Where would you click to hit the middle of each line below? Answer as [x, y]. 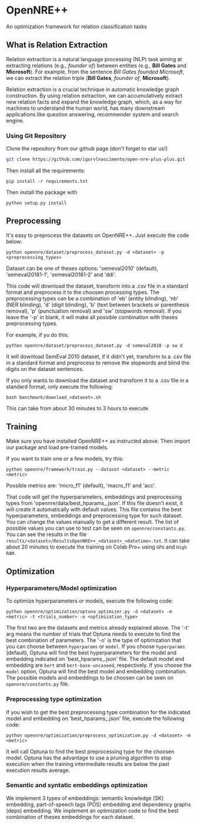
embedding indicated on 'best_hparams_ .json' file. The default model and [95, 659]
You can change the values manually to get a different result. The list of [93, 521]
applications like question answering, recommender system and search [92, 114]
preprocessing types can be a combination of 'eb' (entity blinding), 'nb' [92, 298]
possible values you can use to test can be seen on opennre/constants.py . [96, 528]
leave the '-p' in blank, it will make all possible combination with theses [92, 317]
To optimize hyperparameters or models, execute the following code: [90, 601]
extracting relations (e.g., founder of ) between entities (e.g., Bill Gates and [96, 65]
